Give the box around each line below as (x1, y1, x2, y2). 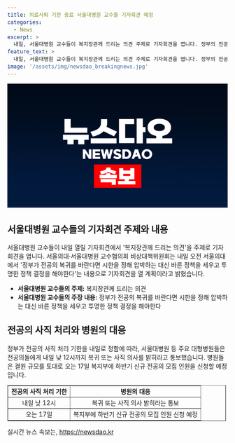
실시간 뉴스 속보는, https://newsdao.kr (7, 428, 114, 436)
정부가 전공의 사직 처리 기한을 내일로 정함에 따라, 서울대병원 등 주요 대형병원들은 (7, 344, 226, 353)
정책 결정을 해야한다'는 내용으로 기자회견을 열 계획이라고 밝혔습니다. (20, 270, 205, 278)
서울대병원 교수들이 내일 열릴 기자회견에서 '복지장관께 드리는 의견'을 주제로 (7, 243, 211, 252)
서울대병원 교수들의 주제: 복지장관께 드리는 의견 (17, 285, 147, 293)
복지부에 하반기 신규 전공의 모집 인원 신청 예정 (73, 410, 198, 418)
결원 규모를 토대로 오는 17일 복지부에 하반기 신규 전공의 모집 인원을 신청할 (14, 362, 215, 370)
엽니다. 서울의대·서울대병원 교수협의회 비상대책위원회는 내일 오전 (25, 252, 201, 261)
